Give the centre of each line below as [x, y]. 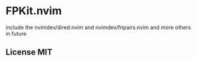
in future [16, 33]
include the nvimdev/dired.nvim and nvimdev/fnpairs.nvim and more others [98, 27]
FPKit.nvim [34, 11]
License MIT [29, 52]
